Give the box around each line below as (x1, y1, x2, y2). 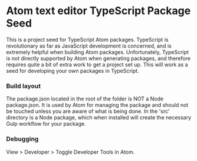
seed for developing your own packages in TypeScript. (6, 67, 140, 74)
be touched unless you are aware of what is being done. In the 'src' (6, 108, 170, 115)
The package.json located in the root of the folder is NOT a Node (6, 95, 164, 102)
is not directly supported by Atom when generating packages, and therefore (6, 55, 191, 62)
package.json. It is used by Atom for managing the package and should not (6, 102, 189, 109)
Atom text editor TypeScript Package (6, 4, 191, 18)
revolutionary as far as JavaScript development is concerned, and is (6, 42, 172, 49)
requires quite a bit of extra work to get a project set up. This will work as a (6, 61, 188, 68)
